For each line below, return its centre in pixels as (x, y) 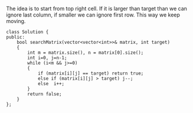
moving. (16, 21)
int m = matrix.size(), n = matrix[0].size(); (86, 53)
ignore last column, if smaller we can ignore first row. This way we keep (93, 15)
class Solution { (27, 32)
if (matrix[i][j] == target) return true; (91, 73)
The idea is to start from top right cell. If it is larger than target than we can (97, 9)
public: (16, 37)
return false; (45, 94)
